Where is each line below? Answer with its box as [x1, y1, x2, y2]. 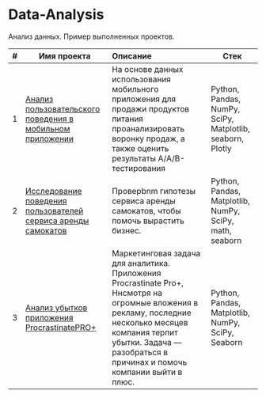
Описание [112, 50, 152, 61]
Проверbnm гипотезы [112, 185, 196, 196]
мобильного [112, 83, 159, 94]
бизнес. [112, 225, 142, 236]
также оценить [112, 142, 169, 154]
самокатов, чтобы [112, 205, 182, 216]
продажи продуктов [112, 103, 190, 114]
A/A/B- [158, 153, 186, 164]
